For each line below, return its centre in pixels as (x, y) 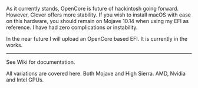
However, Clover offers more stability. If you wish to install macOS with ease (99, 15)
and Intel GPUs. (25, 80)
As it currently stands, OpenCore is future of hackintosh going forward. (92, 9)
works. (14, 45)
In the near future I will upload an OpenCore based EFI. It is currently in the (97, 39)
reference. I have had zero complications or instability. (72, 27)
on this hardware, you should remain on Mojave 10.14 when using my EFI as (98, 21)
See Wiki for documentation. (41, 62)
